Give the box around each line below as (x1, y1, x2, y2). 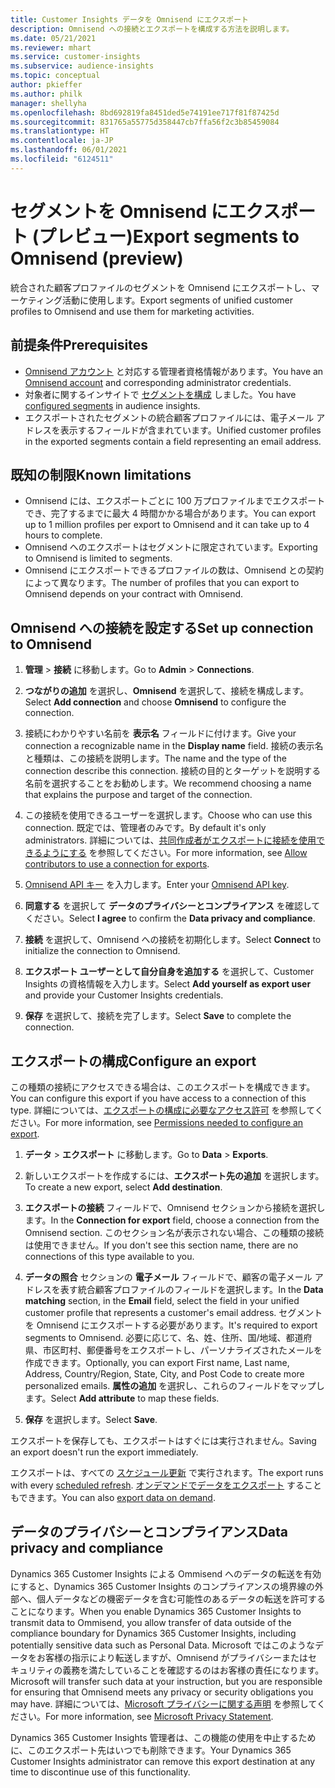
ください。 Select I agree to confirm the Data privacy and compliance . (24, 912, 316, 925)
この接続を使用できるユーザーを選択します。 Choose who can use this (24, 809, 313, 821)
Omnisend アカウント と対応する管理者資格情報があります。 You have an (24, 365, 324, 377)
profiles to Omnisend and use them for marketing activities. (10, 305, 255, 317)
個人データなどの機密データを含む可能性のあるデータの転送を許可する (36, 1592, 326, 1605)
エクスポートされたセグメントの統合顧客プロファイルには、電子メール (24, 411, 315, 423)
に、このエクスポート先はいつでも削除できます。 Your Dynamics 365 (10, 1744, 292, 1756)
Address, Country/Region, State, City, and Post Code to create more (24, 1367, 305, 1380)
